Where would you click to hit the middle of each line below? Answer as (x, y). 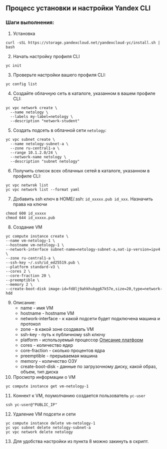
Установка (24, 33)
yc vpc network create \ (31, 108)
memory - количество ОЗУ (48, 361)
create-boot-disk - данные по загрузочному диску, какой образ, (88, 366)
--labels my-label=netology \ (41, 117)
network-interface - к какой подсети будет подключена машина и (90, 318)
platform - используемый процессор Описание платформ (82, 340)
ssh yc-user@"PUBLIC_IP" (31, 405)
